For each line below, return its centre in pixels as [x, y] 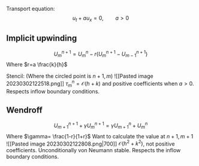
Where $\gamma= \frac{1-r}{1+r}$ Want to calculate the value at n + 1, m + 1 [100, 136]
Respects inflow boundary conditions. [53, 91]
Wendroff [25, 110]
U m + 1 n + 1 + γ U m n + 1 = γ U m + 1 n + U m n [101, 126]
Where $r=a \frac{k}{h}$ [37, 65]
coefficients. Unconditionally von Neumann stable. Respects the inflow [94, 150]
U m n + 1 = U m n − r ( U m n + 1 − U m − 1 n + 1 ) [101, 54]
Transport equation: [31, 9]
